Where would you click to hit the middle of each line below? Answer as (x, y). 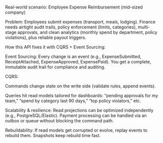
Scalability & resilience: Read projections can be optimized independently (79, 110)
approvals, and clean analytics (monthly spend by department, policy (87, 32)
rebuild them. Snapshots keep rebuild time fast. (53, 135)
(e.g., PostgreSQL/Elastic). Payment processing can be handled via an (76, 115)
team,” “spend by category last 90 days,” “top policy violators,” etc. (73, 101)
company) (15, 12)
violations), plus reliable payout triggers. (46, 37)
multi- (144, 27)
